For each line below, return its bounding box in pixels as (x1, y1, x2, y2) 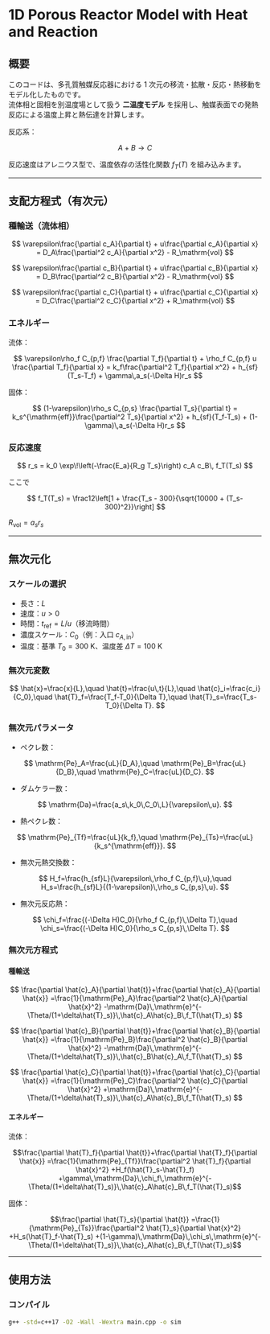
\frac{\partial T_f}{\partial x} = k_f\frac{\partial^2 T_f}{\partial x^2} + (11, 362, 237, 372)
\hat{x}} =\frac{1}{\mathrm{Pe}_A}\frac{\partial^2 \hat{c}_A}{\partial (22, 993, 247, 1003)
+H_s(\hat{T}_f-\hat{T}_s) (9, 1231, 94, 1241)
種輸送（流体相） (8, 220, 75, 232)
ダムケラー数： (19, 783, 70, 793)
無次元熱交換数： (19, 857, 77, 867)
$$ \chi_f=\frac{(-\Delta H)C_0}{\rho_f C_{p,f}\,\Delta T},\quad (32, 915, 238, 924)
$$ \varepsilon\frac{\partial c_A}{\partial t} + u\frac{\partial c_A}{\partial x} (11, 239, 259, 249)
